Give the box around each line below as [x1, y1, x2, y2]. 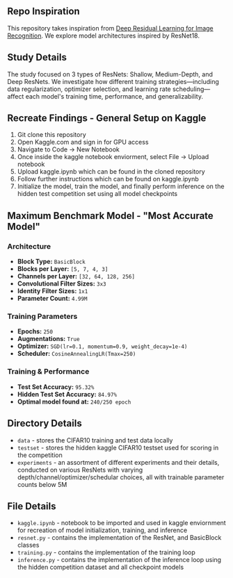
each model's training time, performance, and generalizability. [25, 92, 204, 100]
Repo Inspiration [7, 6, 80, 17]
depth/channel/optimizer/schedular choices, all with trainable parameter [17, 472, 225, 481]
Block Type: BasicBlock [17, 257, 86, 266]
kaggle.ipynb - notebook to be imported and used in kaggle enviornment [17, 519, 226, 527]
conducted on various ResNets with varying [17, 465, 143, 474]
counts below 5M [17, 480, 67, 488]
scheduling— [172, 85, 211, 93]
